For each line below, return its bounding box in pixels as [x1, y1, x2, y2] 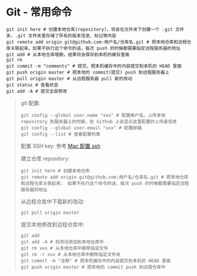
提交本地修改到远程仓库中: [20, 220, 85, 228]
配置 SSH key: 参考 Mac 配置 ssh [20, 142, 101, 149]
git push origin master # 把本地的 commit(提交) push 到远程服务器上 [6, 69, 170, 75]
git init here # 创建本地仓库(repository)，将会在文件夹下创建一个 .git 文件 [6, 26, 185, 33]
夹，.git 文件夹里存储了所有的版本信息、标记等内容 [6, 33, 117, 38]
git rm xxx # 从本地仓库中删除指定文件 [20, 245, 108, 251]
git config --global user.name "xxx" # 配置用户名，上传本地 [20, 112, 166, 118]
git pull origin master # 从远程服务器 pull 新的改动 [6, 75, 133, 82]
